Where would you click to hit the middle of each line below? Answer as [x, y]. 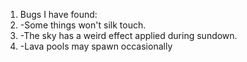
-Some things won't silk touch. [83, 25]
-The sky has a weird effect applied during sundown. [128, 35]
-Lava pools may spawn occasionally [96, 46]
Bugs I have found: [58, 14]
